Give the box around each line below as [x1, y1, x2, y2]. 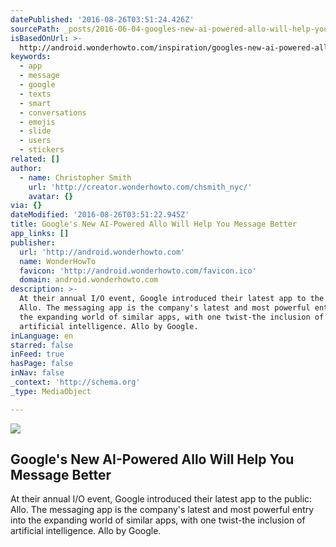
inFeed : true [10, 349, 65, 360]
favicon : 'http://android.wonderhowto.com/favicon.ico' [19, 266, 257, 276]
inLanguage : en [10, 331, 74, 341]
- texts [19, 89, 52, 99]
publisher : [10, 237, 56, 248]
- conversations [19, 107, 87, 118]
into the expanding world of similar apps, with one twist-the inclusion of [10, 514, 306, 526]
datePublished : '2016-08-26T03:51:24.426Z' [10, 14, 195, 25]
